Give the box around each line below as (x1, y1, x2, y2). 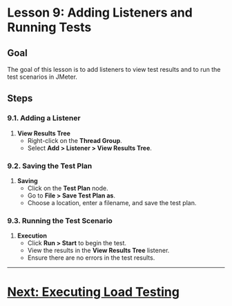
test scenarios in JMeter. (7, 73, 78, 81)
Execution (17, 231, 47, 240)
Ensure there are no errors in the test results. (27, 254, 155, 262)
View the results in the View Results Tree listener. (27, 247, 170, 255)
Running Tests (7, 19, 92, 35)
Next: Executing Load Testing (7, 285, 180, 300)
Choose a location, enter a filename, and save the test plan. (27, 198, 197, 207)
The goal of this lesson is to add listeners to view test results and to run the (7, 66, 221, 73)
